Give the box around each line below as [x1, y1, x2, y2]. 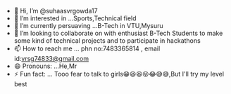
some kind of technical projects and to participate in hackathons [13, 36, 201, 45]
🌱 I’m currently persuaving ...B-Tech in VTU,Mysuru [13, 22, 163, 29]
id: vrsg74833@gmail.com [13, 55, 89, 62]
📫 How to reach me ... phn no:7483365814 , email [13, 44, 161, 53]
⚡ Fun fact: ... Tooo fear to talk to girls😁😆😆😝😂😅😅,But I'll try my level [13, 70, 224, 78]
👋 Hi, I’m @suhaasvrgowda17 [13, 7, 98, 15]
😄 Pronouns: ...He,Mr [13, 62, 77, 70]
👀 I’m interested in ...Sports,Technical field [13, 14, 137, 22]
